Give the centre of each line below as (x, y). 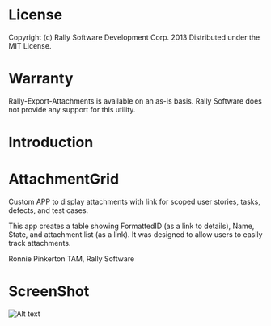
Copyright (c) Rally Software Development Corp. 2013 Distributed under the (134, 37)
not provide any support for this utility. (72, 109)
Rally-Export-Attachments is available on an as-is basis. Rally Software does (135, 101)
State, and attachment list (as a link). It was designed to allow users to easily (135, 235)
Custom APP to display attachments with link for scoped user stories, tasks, (134, 201)
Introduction (51, 142)
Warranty (41, 79)
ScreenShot (49, 292)
